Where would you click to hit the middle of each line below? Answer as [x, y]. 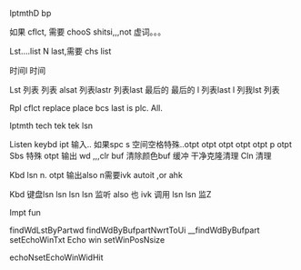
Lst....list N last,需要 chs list [60, 51]
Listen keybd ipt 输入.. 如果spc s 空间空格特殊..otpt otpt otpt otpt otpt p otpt [151, 144]
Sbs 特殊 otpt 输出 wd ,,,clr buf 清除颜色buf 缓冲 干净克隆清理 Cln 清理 [140, 155]
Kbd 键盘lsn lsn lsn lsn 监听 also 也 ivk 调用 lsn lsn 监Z [110, 194]
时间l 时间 [28, 70]
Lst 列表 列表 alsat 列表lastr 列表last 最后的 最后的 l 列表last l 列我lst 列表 [145, 90]
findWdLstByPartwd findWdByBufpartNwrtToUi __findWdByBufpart [135, 230]
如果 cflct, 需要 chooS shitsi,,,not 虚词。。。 [88, 32]
